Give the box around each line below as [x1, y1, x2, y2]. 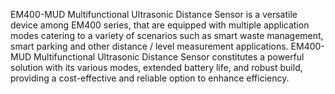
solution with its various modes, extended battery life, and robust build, [10, 62, 303, 73]
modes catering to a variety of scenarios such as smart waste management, [10, 30, 324, 41]
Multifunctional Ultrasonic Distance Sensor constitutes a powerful [33, 51, 305, 63]
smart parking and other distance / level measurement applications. [10, 40, 289, 52]
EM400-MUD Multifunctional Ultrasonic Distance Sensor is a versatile [10, 9, 298, 20]
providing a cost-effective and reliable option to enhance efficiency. [10, 72, 290, 84]
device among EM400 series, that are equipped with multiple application [10, 19, 310, 31]
